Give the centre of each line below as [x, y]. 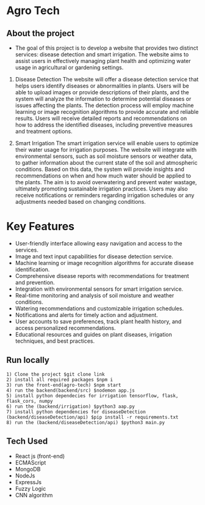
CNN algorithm [34, 495]
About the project [41, 33]
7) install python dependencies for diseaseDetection [76, 412]
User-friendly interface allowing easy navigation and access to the [99, 243]
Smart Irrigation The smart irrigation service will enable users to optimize [107, 143]
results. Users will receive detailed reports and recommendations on [101, 118]
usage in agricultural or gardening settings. [69, 67]
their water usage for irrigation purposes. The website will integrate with [106, 150]
